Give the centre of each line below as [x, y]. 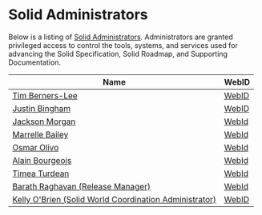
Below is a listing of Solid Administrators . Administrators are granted [121, 37]
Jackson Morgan [44, 121]
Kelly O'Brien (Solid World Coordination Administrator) [114, 199]
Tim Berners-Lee [45, 95]
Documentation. [35, 62]
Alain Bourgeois [42, 160]
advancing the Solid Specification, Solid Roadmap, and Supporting [118, 54]
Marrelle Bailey [40, 134]
